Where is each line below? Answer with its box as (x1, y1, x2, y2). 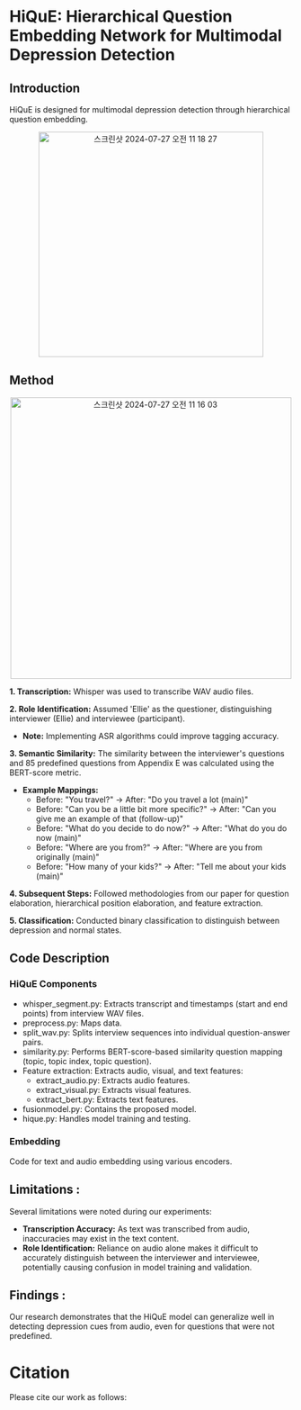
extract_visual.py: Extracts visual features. (35, 1084, 191, 1095)
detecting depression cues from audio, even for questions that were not (9, 1321, 276, 1332)
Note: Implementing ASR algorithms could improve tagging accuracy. (22, 730, 279, 741)
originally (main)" (35, 851, 101, 862)
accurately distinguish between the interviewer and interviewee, (22, 1252, 261, 1262)
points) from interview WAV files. (22, 1008, 145, 1018)
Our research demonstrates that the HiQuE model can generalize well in (9, 1312, 275, 1323)
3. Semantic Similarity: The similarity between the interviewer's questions (9, 747, 285, 758)
